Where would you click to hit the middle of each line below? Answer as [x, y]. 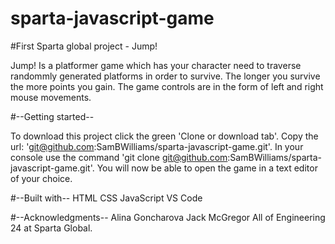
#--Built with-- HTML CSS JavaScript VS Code [106, 198]
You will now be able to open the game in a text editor [207, 168]
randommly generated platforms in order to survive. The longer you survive [165, 76]
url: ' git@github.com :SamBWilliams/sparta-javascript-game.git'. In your [157, 146]
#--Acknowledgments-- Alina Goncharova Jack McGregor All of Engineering [168, 217]
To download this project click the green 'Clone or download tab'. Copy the [164, 136]
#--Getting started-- [52, 116]
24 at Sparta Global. [51, 228]
